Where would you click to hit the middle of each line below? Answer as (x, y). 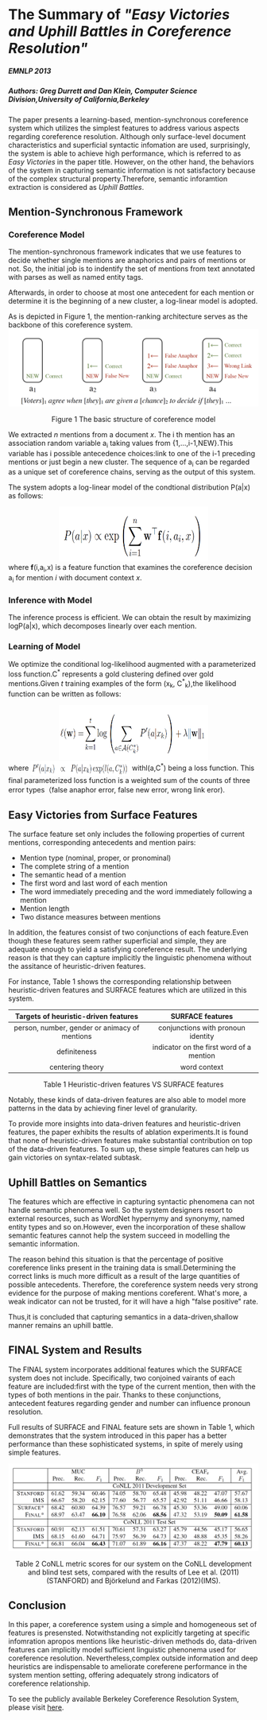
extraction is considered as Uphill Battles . (76, 187)
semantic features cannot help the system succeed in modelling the (119, 1236)
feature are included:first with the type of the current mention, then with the (132, 1386)
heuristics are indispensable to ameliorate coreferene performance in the (128, 1667)
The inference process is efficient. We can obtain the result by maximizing (130, 618)
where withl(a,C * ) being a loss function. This (132, 767)
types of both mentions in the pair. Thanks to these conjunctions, (115, 1395)
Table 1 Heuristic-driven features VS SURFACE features (133, 1085)
